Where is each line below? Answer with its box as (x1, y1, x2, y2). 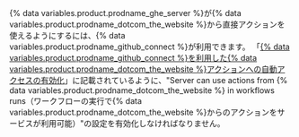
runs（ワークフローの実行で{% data (9, 96, 142, 106)
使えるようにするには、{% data (9, 30, 126, 40)
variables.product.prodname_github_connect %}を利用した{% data (9, 53, 258, 63)
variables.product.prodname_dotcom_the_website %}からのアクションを (9, 107, 277, 117)
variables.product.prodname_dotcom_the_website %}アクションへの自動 (9, 64, 277, 74)
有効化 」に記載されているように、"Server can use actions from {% (40, 75, 288, 85)
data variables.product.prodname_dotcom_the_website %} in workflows (9, 85, 276, 96)
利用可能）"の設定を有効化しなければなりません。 (40, 118, 226, 128)
